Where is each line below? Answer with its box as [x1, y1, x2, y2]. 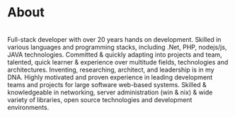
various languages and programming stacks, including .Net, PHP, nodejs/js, [7, 43, 227, 51]
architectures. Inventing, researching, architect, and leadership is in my [7, 65, 214, 74]
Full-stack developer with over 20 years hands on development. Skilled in [7, 35, 222, 43]
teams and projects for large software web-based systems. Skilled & [7, 80, 207, 89]
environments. [7, 103, 50, 111]
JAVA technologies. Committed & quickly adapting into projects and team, [7, 50, 222, 59]
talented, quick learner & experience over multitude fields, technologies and [7, 57, 229, 66]
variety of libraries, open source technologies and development [7, 95, 193, 104]
